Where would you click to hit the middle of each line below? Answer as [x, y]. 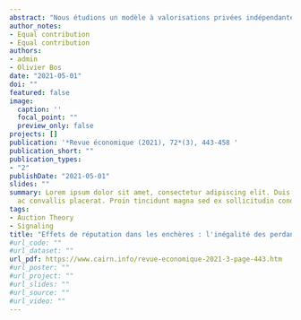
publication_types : [46, 159]
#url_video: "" [38, 301]
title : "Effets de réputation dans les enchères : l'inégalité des [138, 234]
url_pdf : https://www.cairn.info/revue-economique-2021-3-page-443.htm [146, 259]
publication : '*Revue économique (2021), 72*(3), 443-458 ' [124, 143]
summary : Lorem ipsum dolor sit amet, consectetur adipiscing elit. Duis [150, 193]
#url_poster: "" [39, 268]
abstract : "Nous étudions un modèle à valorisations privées [126, 17]
